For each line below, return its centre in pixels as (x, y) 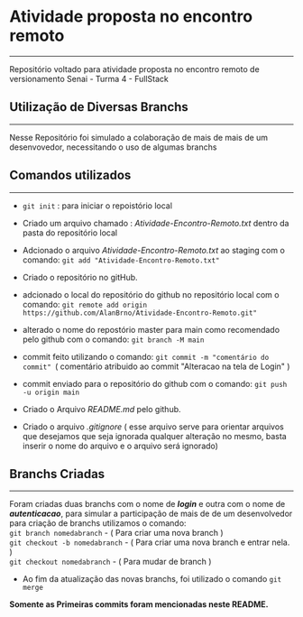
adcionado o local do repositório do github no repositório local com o (151, 294)
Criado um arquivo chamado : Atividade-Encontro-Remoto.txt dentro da (156, 223)
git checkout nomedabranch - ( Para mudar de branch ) (110, 562)
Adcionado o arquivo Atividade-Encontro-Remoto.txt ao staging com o (154, 250)
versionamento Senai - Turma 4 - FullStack (89, 78)
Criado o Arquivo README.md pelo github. (102, 409)
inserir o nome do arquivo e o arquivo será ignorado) (120, 446)
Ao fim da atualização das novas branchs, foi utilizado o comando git (152, 579)
